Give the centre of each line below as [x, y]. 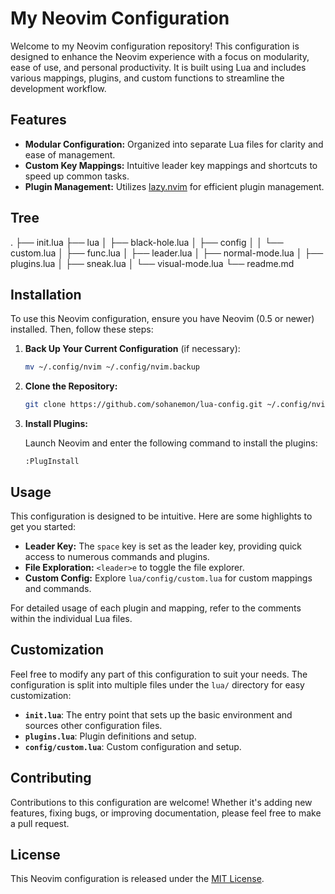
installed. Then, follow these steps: [82, 329]
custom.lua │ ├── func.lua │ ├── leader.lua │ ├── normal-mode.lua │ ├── [167, 253]
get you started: [43, 526]
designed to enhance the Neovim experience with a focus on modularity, [160, 56]
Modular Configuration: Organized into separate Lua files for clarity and [174, 144]
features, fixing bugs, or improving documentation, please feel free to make [166, 813]
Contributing [51, 778]
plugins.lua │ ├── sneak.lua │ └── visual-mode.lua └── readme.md [152, 263]
